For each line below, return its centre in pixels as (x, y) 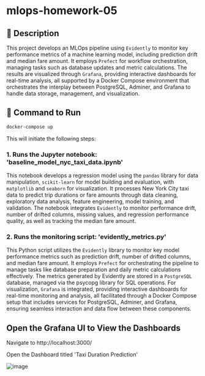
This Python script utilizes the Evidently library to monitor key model (93, 250)
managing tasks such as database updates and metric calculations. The (97, 67)
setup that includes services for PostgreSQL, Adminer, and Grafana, (92, 302)
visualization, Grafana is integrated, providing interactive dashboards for (97, 289)
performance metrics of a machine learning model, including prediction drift (102, 55)
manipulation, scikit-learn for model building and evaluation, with (90, 182)
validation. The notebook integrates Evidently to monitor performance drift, (102, 208)
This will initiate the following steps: (51, 138)
